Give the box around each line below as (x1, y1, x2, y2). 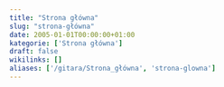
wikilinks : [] (9, 55, 63, 64)
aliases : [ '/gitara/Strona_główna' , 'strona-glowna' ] (9, 64, 217, 73)
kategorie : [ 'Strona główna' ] (9, 38, 124, 48)
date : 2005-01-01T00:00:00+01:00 (9, 30, 135, 39)
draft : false (9, 47, 59, 56)
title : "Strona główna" (9, 13, 99, 23)
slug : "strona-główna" (9, 22, 95, 31)
